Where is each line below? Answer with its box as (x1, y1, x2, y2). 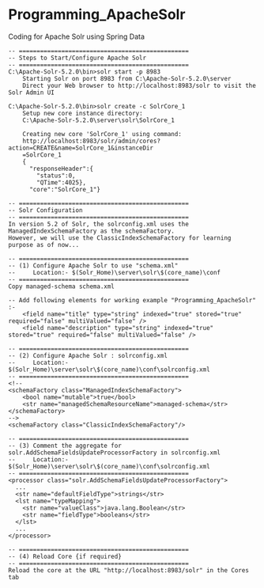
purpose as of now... (8, 241, 80, 248)
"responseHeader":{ (28, 165, 93, 173)
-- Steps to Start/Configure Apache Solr (8, 54, 147, 62)
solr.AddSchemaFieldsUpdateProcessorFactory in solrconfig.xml (8, 449, 221, 457)
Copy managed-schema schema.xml (8, 283, 115, 290)
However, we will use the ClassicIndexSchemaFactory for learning (8, 233, 232, 242)
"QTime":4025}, (36, 178, 87, 187)
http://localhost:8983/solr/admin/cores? (22, 137, 160, 145)
